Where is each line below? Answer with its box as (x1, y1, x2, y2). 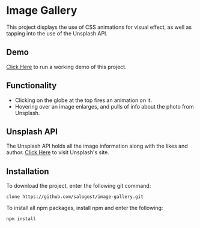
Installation (6, 166, 49, 176)
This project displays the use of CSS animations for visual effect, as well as (6, 23, 192, 31)
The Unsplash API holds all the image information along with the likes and (6, 142, 188, 150)
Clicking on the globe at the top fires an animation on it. (14, 97, 152, 104)
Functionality (6, 80, 57, 91)
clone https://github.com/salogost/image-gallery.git (6, 194, 144, 200)
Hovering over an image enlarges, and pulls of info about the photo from (14, 103, 194, 110)
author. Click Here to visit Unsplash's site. (6, 149, 109, 156)
